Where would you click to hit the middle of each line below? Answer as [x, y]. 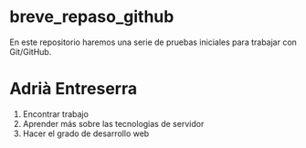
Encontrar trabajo [56, 114]
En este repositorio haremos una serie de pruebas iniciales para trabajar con [153, 42]
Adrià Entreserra [74, 89]
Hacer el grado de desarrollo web [86, 133]
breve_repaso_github [92, 17]
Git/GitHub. [31, 51]
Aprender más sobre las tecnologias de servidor [113, 123]
